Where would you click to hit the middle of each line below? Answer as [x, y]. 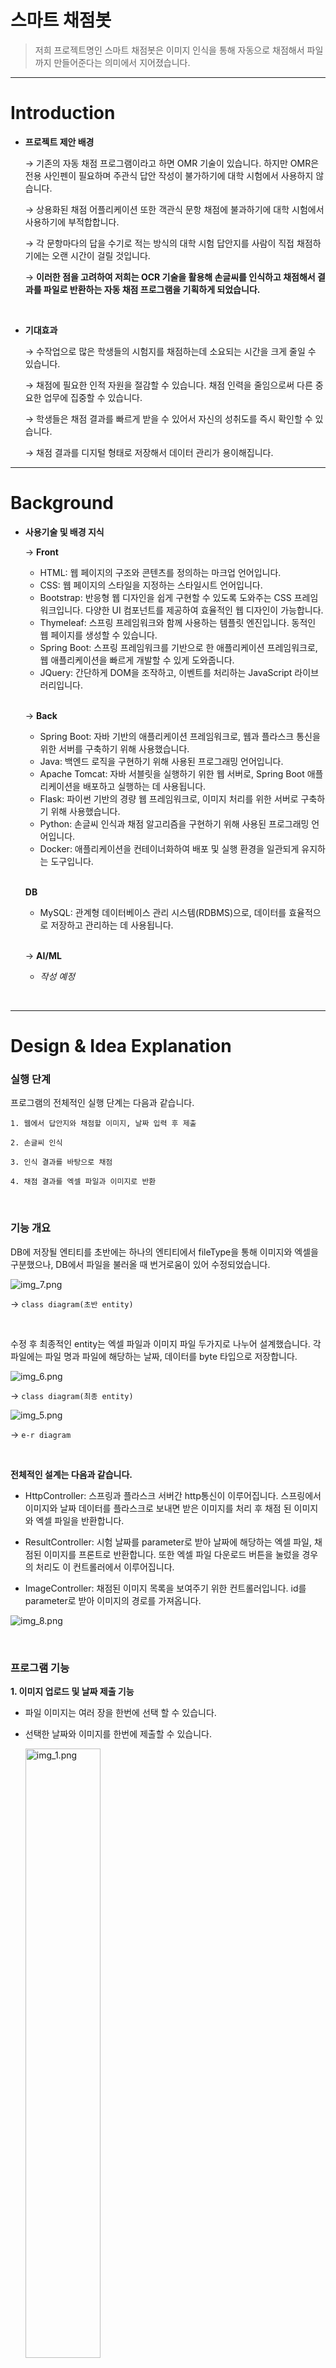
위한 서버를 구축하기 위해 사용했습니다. [114, 748]
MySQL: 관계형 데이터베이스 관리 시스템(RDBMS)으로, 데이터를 [163, 912]
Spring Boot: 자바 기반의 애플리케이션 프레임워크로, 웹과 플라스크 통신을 [180, 736]
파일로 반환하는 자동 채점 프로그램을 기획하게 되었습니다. [152, 289]
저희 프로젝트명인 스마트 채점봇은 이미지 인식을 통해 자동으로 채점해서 [169, 50]
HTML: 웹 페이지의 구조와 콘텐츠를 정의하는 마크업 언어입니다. [160, 572]
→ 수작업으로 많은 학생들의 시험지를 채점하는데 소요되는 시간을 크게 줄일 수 [170, 351]
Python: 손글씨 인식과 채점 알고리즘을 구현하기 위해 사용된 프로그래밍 [174, 823]
